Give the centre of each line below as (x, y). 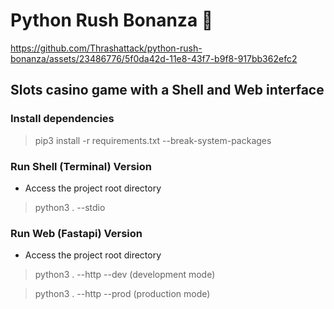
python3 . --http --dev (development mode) (125, 275)
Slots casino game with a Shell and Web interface (167, 90)
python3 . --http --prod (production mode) (122, 294)
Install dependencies (62, 119)
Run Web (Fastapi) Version (76, 233)
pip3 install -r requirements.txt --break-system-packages (153, 140)
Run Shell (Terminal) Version (81, 166)
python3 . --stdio (70, 207)
